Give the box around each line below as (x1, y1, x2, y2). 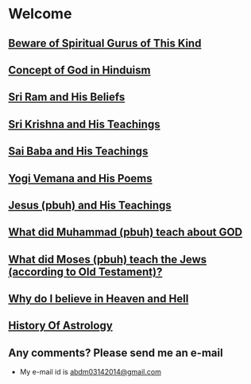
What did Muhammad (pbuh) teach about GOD (8, 226, 243, 239)
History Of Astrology (8, 319, 113, 332)
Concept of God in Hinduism (8, 63, 151, 76)
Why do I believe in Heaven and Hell (8, 292, 189, 306)
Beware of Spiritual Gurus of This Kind (8, 37, 202, 50)
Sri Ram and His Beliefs (8, 91, 125, 104)
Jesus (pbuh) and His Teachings (8, 198, 172, 211)
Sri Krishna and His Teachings (8, 117, 160, 131)
